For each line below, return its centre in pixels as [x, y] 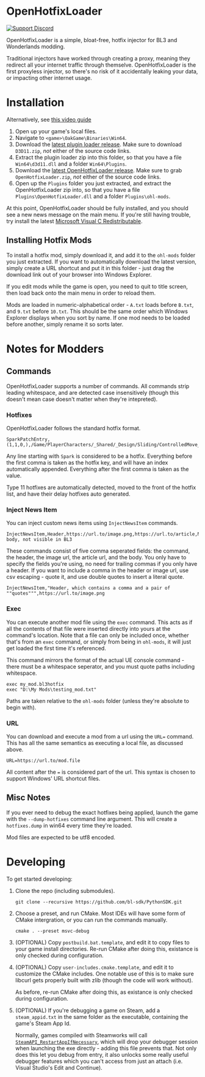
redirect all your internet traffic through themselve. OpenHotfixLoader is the [101, 65]
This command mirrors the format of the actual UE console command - [95, 660]
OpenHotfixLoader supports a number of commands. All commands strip [98, 386]
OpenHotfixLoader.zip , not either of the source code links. [88, 177]
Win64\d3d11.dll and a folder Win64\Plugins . [71, 164]
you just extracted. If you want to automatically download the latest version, [102, 262]
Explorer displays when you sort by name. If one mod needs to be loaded [98, 318]
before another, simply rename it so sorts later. [65, 324]
